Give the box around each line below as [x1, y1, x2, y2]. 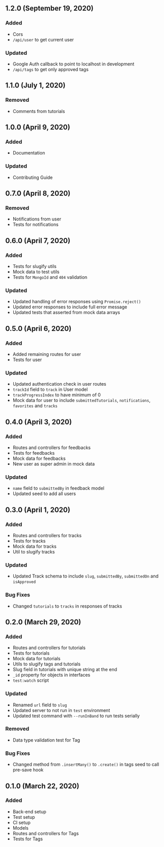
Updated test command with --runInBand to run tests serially [12, 712, 140, 719]
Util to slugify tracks [12, 548, 55, 554]
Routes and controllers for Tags [12, 830, 79, 836]
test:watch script [12, 677, 49, 683]
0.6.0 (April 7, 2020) [5, 236, 70, 245]
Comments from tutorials [12, 108, 65, 114]
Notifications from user [12, 216, 62, 222]
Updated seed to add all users [12, 491, 76, 497]
